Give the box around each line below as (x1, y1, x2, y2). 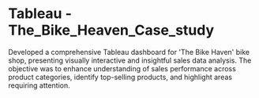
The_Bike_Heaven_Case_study (8, 21, 215, 39)
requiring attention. (8, 80, 71, 90)
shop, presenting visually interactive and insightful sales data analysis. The (8, 56, 252, 65)
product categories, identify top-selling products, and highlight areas (8, 72, 233, 82)
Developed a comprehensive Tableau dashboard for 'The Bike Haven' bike (8, 47, 250, 56)
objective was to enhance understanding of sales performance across (8, 64, 237, 73)
